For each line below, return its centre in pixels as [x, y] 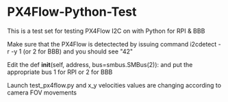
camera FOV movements [42, 92]
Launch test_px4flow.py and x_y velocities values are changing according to [114, 85]
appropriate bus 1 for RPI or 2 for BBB [60, 72]
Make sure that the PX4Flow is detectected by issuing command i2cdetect [112, 44]
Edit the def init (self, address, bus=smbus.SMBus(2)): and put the [100, 64]
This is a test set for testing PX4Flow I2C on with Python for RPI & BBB [106, 31]
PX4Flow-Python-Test [72, 12]
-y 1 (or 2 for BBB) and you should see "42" [72, 51]
